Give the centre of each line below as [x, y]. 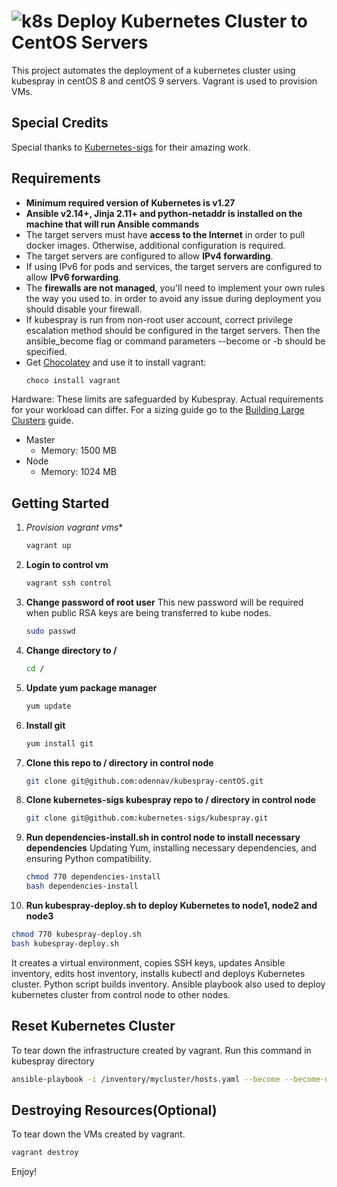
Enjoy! [24, 1172]
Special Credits [60, 123]
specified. [46, 351]
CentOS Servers [80, 42]
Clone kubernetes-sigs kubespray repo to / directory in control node [170, 800]
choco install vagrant [73, 380]
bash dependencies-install [82, 886]
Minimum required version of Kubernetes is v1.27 [130, 202]
